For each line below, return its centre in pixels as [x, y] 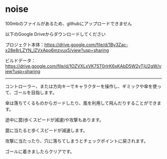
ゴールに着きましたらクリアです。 [40, 151]
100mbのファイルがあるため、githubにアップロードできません [69, 23]
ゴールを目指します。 [35, 92]
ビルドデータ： [20, 60]
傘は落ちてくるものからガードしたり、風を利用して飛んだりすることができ [81, 103]
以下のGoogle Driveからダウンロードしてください [55, 34]
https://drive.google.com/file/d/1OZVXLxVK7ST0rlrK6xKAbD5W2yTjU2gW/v [83, 66]
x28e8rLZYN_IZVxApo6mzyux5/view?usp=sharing [57, 50]
